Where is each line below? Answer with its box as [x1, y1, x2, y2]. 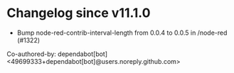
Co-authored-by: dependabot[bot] [6, 50, 108, 58]
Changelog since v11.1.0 [6, 5, 151, 21]
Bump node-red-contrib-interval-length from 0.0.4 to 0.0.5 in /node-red [16, 28, 228, 37]
